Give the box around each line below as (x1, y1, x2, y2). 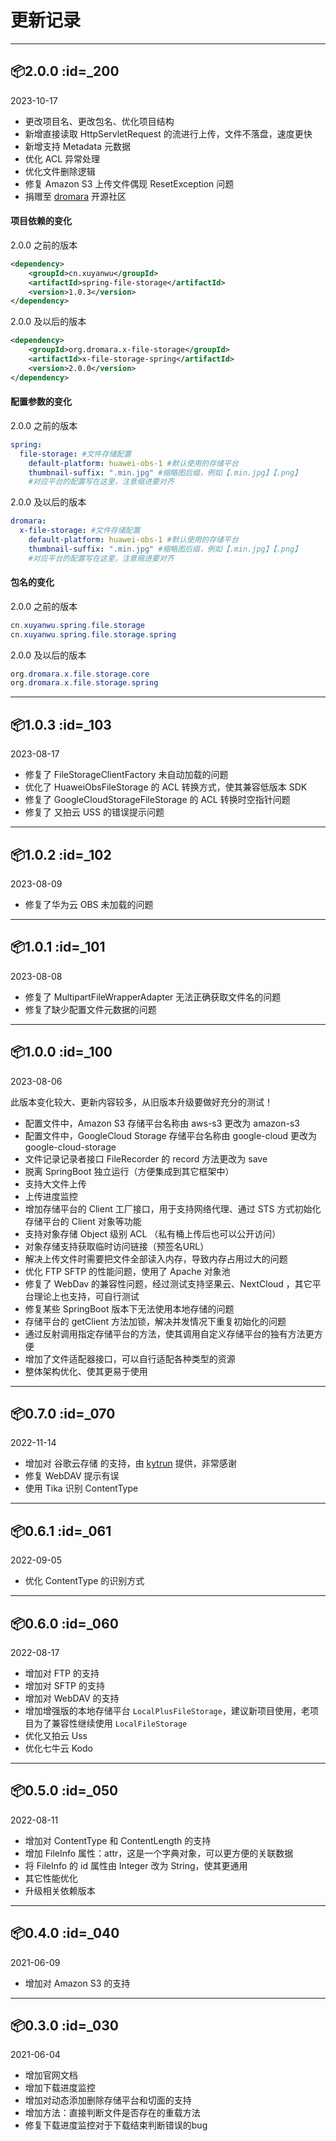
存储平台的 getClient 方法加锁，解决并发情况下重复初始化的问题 (24, 1315, 287, 1327)
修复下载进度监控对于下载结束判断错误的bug (24, 2119, 208, 2131)
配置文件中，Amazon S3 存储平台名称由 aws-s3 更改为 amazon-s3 (24, 1117, 300, 1129)
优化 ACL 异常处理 (24, 152, 100, 165)
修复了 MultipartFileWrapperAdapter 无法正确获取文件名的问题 (24, 991, 282, 1003)
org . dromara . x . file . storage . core (10, 669, 150, 679)
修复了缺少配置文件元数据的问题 (24, 1003, 157, 1015)
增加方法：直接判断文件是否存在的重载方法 (24, 2107, 201, 2119)
